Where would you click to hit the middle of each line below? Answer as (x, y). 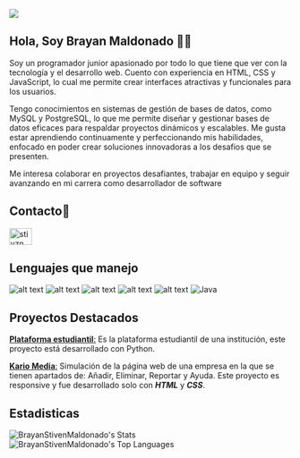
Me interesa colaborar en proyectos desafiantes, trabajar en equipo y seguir (150, 174)
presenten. (29, 156)
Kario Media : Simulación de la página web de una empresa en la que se (142, 366)
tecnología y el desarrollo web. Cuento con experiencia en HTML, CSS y (142, 72)
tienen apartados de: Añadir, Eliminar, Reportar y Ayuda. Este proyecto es (145, 376)
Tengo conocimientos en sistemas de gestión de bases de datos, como (141, 108)
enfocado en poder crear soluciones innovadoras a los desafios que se (141, 147)
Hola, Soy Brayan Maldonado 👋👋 (101, 42)
